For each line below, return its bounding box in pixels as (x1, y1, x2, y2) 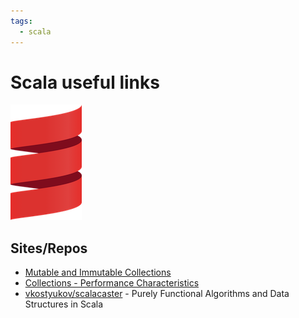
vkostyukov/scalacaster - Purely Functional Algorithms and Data (24, 288, 290, 300)
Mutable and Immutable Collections (24, 266, 172, 279)
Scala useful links (10, 71, 160, 94)
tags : (10, 16, 33, 26)
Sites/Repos (10, 240, 88, 257)
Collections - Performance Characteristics (24, 277, 200, 289)
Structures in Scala (24, 298, 104, 310)
